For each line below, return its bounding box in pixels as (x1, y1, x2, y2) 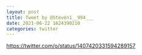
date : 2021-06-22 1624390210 (6, 20, 80, 26)
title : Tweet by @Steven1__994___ (6, 15, 94, 21)
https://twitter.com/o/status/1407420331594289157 (6, 42, 136, 50)
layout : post (6, 8, 40, 15)
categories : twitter (6, 25, 59, 32)
